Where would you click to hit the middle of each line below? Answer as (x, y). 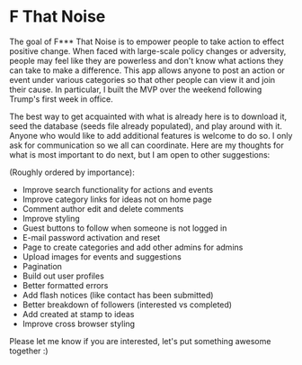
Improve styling (51, 218)
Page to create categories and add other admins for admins (133, 247)
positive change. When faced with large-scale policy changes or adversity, (148, 50)
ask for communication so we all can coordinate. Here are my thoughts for (147, 145)
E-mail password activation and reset (91, 237)
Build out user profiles (63, 276)
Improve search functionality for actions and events (118, 189)
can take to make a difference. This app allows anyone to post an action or (147, 70)
